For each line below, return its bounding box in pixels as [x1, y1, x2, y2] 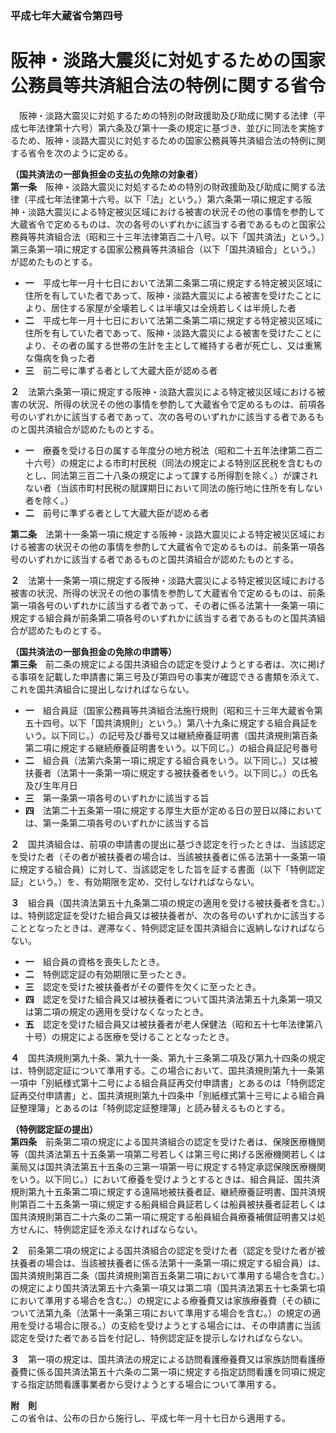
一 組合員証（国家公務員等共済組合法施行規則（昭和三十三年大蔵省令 [24, 704, 315, 716]
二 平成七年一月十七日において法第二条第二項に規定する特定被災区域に [24, 314, 323, 326]
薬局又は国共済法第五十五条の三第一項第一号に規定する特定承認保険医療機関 [10, 1160, 326, 1172]
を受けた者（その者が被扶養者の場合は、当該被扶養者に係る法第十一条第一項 [10, 850, 326, 862]
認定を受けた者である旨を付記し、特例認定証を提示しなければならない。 [10, 1332, 308, 1344]
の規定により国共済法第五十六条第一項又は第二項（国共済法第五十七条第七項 [10, 1282, 326, 1294]
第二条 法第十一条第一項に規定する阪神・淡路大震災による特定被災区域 [10, 528, 308, 540]
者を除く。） [24, 494, 74, 506]
